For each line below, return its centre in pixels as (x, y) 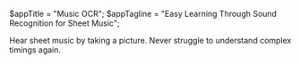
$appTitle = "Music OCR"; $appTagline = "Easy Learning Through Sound (143, 14)
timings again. (35, 50)
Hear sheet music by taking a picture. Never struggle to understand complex (150, 40)
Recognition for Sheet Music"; (64, 23)
